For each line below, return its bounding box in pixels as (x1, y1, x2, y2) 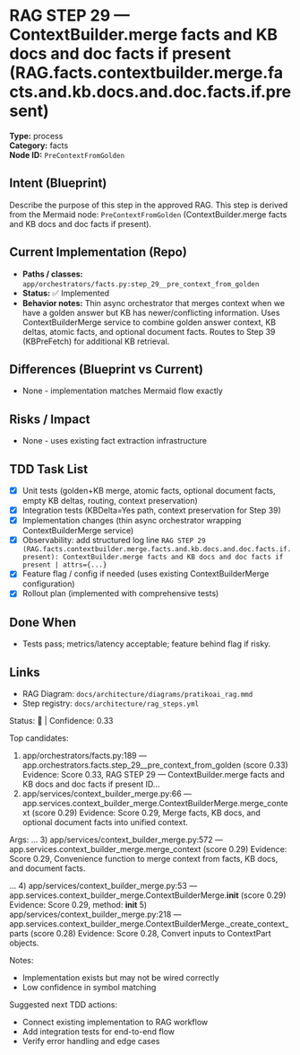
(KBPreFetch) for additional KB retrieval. (21, 336, 170, 347)
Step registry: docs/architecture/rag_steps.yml (21, 698, 200, 708)
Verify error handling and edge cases (21, 1036, 160, 1046)
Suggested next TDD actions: (9, 999, 118, 1010)
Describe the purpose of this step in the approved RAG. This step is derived (9, 199, 288, 210)
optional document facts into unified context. (21, 817, 188, 827)
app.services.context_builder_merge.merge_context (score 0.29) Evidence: (9, 844, 287, 854)
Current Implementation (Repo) (9, 244, 188, 260)
